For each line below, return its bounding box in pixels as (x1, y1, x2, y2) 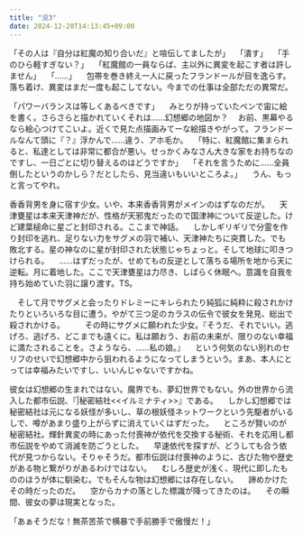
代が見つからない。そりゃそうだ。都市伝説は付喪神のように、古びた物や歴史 (9, 451, 294, 462)
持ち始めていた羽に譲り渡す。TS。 (9, 277, 138, 289)
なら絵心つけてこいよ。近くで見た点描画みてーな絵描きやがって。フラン (9, 123, 278, 134)
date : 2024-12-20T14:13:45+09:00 (9, 22, 135, 31)
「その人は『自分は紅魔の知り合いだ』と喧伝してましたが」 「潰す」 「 (9, 47, 282, 59)
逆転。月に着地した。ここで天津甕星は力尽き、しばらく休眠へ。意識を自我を (9, 266, 294, 277)
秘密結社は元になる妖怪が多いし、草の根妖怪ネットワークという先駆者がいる (9, 406, 294, 417)
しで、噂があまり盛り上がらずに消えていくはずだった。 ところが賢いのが (9, 417, 287, 429)
